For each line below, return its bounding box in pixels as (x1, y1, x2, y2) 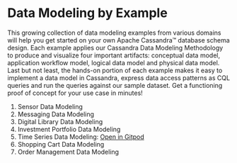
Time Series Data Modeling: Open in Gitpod (17, 133, 145, 141)
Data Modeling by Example (7, 5, 168, 21)
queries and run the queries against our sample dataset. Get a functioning (7, 81, 223, 89)
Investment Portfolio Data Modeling (17, 125, 121, 133)
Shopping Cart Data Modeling (17, 140, 105, 148)
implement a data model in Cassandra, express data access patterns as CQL (7, 73, 231, 82)
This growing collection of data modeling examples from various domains (7, 28, 221, 37)
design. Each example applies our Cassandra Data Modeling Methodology (7, 43, 224, 52)
